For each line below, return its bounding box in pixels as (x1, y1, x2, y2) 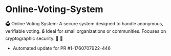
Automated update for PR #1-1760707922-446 (12, 45, 111, 51)
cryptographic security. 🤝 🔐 (5, 35, 63, 41)
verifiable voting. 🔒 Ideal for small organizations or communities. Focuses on (5, 28, 166, 34)
